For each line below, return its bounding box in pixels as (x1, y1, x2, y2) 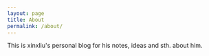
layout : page (7, 10, 45, 17)
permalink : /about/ (7, 23, 63, 29)
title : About (7, 16, 45, 23)
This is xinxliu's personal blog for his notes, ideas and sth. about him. (7, 42, 203, 50)
